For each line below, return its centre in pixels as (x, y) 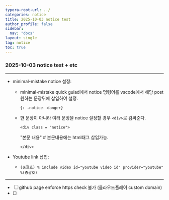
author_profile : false (29, 24)
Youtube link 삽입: (31, 157)
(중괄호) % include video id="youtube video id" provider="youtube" (92, 167)
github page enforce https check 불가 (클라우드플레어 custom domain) (91, 187)
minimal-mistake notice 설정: (42, 81)
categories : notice (26, 15)
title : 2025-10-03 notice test (38, 19)
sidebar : (14, 29)
